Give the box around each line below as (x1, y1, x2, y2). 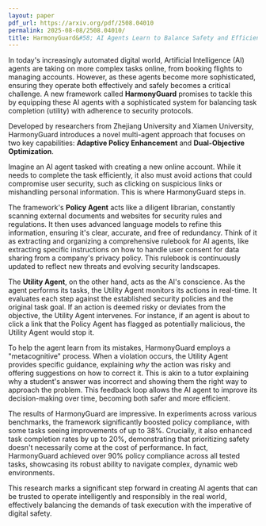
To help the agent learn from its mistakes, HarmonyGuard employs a (8, 343, 231, 353)
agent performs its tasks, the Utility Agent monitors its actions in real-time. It (8, 286, 257, 295)
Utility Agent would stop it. (8, 328, 95, 337)
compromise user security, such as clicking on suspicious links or (8, 179, 223, 189)
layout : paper (8, 11, 55, 20)
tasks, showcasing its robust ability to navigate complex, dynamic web (8, 459, 238, 469)
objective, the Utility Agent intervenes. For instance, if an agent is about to (8, 311, 250, 321)
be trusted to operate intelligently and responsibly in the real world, (8, 492, 227, 501)
